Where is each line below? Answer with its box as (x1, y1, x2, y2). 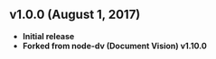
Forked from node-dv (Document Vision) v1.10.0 (22, 40, 208, 51)
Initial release (22, 30, 75, 41)
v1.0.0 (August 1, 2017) (9, 7, 141, 22)
